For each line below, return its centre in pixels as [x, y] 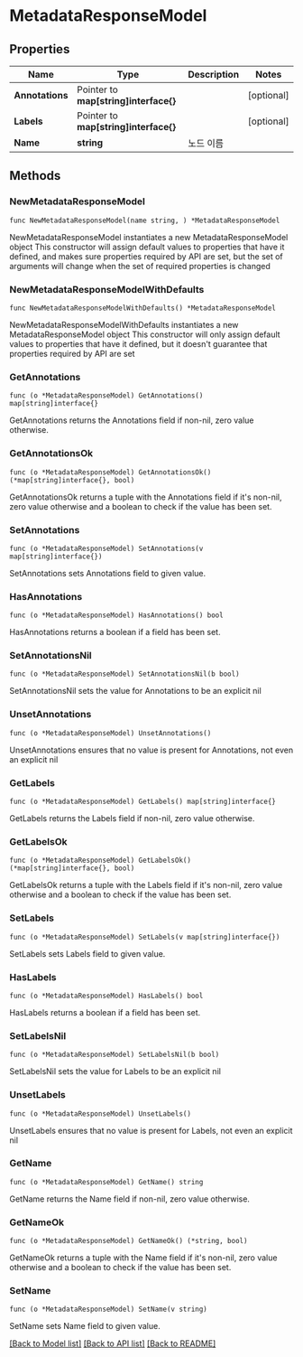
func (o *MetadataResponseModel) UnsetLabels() [101, 1114]
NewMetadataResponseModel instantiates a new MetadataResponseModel [149, 237]
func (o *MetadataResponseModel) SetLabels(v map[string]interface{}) [145, 937]
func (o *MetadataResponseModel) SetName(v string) [108, 1310]
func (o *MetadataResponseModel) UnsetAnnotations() [110, 733]
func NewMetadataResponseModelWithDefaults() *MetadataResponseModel [143, 308]
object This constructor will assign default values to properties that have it [147, 247]
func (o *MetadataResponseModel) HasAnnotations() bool [116, 615]
